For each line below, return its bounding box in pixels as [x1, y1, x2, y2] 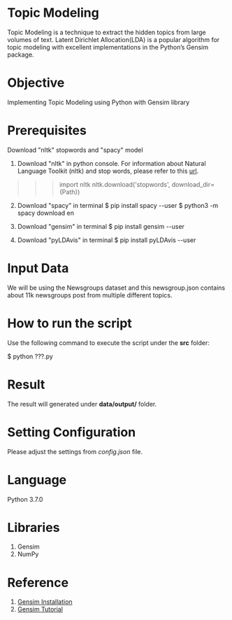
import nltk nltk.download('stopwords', [59, 180, 171, 188]
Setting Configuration [7, 424, 136, 440]
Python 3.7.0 [7, 495, 43, 503]
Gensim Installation [17, 598, 73, 606]
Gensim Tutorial [17, 605, 63, 614]
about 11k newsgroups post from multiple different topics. [7, 290, 173, 299]
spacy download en [17, 209, 75, 217]
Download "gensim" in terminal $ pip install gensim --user [17, 222, 185, 230]
